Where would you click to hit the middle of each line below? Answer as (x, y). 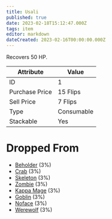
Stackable (23, 121)
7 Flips (67, 102)
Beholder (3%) (33, 165)
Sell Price (22, 102)
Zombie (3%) (31, 184)
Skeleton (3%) (33, 177)
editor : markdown (28, 34)
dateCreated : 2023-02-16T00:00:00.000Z (56, 40)
